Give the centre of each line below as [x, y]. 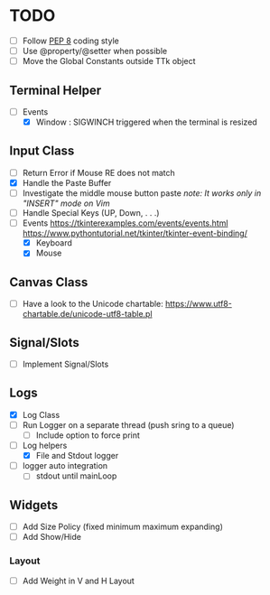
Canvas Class [49, 282]
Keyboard [54, 243]
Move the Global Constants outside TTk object [109, 61]
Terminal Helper [56, 90]
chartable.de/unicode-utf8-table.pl [87, 314]
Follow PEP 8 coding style [70, 41]
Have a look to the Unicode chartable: [93, 304]
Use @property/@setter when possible [95, 51]
